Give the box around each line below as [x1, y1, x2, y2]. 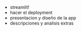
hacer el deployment [9, 9, 52, 15]
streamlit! [9, 4, 29, 10]
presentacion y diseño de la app [9, 15, 76, 20]
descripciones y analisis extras [9, 20, 74, 26]
